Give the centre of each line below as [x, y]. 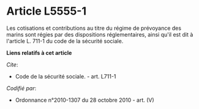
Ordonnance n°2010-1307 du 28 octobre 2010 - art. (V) [84, 100]
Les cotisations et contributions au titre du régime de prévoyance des [94, 28]
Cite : [12, 65]
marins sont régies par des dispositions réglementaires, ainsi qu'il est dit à [100, 34]
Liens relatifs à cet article [39, 52]
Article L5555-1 [47, 11]
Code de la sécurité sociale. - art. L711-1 [66, 76]
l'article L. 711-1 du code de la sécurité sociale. [65, 41]
